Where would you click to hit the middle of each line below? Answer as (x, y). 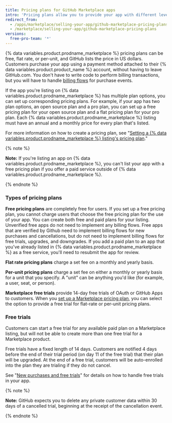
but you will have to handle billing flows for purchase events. (69, 80)
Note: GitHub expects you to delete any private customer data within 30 (81, 400)
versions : (16, 34)
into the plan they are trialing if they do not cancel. (58, 365)
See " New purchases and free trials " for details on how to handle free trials (84, 375)
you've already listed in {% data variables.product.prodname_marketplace (83, 247)
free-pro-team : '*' (31, 39)
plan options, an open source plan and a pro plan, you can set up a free (81, 107)
